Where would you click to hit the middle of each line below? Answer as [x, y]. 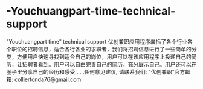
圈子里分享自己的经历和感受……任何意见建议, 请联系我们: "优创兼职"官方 [96, 71]
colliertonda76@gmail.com [48, 79]
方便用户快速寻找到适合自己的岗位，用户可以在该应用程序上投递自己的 [104, 56]
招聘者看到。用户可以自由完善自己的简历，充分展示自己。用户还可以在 [109, 64]
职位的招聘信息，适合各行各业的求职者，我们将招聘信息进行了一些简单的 [101, 49]
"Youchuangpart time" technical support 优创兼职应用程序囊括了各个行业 [97, 41]
